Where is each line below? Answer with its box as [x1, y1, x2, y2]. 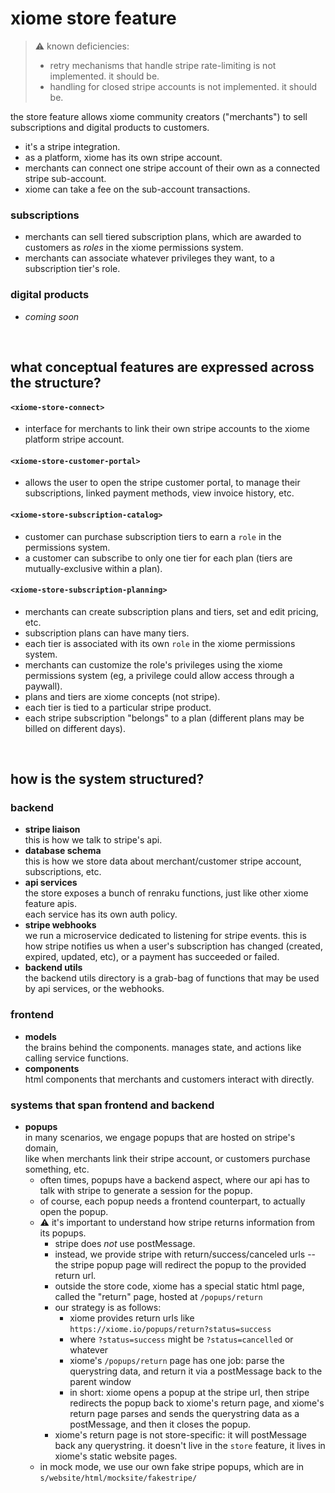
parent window [69, 1376, 132, 1388]
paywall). [24, 680, 63, 692]
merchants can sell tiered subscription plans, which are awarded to [24, 231, 302, 243]
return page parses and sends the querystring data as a [69, 1408, 300, 1420]
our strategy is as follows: [54, 1302, 162, 1314]
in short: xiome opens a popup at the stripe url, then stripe [69, 1387, 310, 1399]
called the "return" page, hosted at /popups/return [54, 1291, 263, 1303]
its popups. [39, 1227, 87, 1239]
